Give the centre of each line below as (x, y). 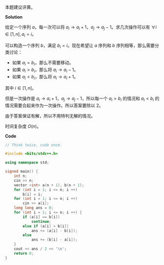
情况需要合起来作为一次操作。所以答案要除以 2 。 (54, 105)
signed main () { (22, 171)
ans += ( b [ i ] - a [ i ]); (54, 240)
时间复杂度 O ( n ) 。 (23, 126)
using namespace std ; (27, 163)
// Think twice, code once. (34, 145)
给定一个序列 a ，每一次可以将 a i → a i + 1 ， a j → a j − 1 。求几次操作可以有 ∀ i (81, 27)
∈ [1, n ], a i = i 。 (21, 35)
